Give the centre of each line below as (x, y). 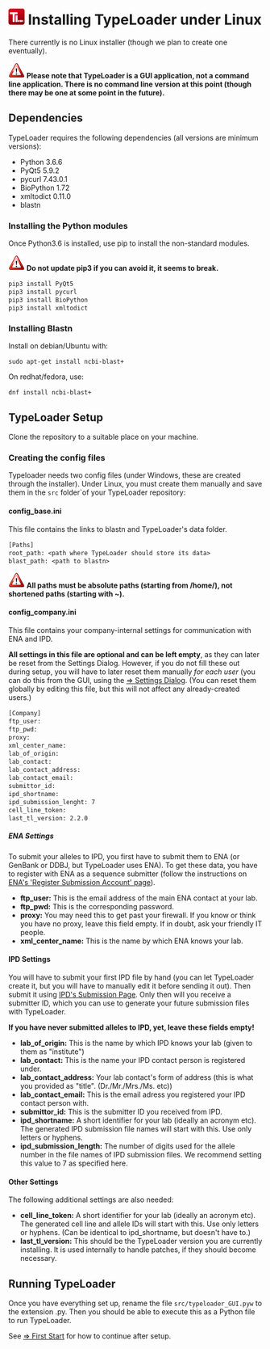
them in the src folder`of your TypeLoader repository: (97, 492)
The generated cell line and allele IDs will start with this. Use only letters (139, 1224)
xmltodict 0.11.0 (45, 196)
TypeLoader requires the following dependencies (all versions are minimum (133, 137)
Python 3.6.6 (41, 162)
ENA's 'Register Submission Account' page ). (82, 882)
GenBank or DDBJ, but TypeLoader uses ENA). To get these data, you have (133, 865)
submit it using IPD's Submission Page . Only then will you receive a (120, 995)
